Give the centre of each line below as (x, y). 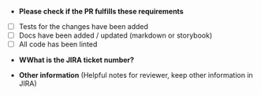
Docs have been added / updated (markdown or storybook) (116, 35)
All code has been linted (58, 44)
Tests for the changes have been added (84, 26)
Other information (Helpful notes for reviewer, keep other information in (136, 75)
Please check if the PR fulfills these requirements (101, 11)
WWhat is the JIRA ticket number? (76, 60)
